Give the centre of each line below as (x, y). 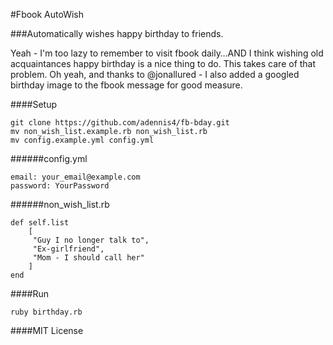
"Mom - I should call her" (88, 258)
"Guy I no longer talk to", (91, 240)
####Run (30, 293)
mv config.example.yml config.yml (82, 140)
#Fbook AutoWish (47, 14)
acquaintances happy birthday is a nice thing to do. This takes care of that (163, 63)
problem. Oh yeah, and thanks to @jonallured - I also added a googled (155, 74)
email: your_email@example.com (75, 177)
